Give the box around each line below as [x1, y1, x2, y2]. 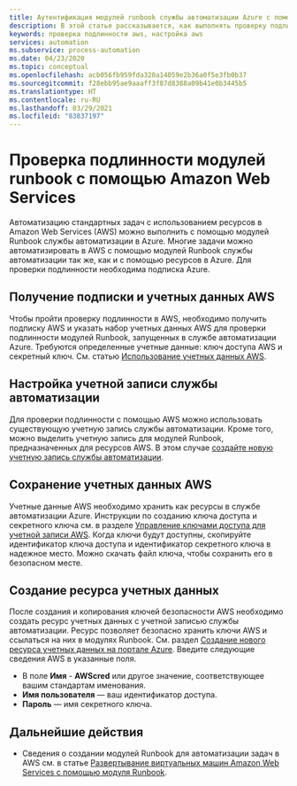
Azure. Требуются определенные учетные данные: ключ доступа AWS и [9, 341, 283, 352]
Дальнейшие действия [9, 724, 144, 740]
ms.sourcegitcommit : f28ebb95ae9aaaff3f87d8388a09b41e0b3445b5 [9, 79, 247, 88]
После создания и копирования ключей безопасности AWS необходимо [9, 606, 284, 617]
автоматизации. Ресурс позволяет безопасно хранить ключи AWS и [9, 626, 268, 636]
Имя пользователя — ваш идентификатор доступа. [21, 689, 218, 700]
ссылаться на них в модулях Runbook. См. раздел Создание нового [9, 634, 266, 645]
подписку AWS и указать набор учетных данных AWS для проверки [9, 323, 267, 333]
